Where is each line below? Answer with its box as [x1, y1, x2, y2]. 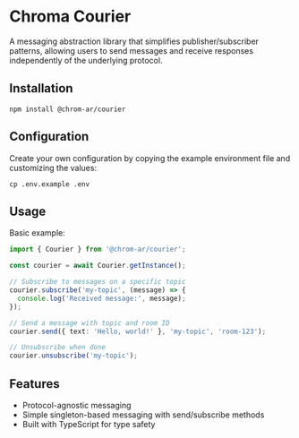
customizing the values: [9, 162, 97, 173]
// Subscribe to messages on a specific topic [9, 278, 186, 287]
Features [9, 376, 60, 391]
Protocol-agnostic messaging [21, 399, 132, 410]
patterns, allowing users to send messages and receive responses [9, 45, 253, 56]
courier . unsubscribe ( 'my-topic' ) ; [9, 351, 139, 360]
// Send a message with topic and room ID [9, 318, 170, 328]
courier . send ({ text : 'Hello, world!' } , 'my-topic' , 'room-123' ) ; [9, 327, 267, 336]
